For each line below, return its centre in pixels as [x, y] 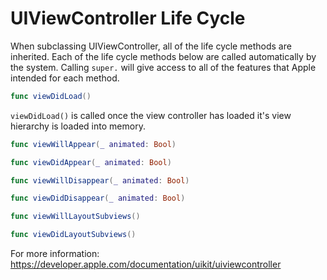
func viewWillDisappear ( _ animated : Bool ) [100, 180]
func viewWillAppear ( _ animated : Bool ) [93, 144]
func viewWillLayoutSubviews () [75, 217]
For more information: [55, 254]
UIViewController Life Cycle [128, 18]
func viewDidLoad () [51, 96]
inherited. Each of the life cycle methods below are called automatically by [163, 56]
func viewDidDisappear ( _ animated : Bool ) [98, 198]
